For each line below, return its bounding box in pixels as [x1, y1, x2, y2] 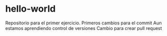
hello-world [5, 3, 56, 15]
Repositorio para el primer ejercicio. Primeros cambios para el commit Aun [5, 20, 162, 26]
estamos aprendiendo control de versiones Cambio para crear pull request [5, 25, 162, 31]
